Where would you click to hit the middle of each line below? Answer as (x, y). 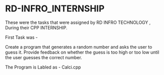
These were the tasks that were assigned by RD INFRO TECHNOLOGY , (78, 22)
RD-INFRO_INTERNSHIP (55, 9)
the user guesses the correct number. (44, 57)
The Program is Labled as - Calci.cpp (43, 67)
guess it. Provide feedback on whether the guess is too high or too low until (82, 52)
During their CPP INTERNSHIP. (36, 27)
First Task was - (22, 37)
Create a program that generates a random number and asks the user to (79, 47)
